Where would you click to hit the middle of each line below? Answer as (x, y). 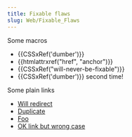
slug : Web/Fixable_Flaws (44, 20)
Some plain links (31, 90)
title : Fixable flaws (39, 14)
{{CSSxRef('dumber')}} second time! (71, 76)
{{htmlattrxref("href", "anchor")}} (65, 61)
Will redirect (35, 103)
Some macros (27, 40)
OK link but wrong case (51, 126)
